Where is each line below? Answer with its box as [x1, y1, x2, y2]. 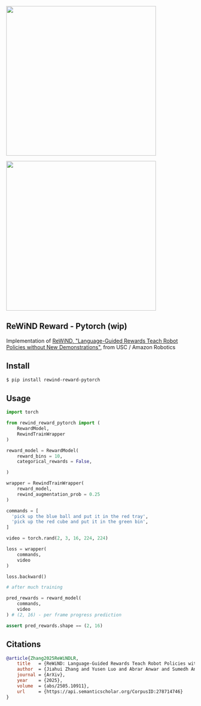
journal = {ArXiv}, [17, 672, 66, 678]
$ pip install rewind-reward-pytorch [6, 377, 100, 383]
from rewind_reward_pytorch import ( [6, 420, 100, 426]
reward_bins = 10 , [17, 453, 63, 459]
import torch [6, 409, 39, 416]
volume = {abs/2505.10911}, [17, 683, 90, 689]
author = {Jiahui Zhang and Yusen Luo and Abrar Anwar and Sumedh [17, 666, 188, 672]
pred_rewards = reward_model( [6, 595, 82, 601]
